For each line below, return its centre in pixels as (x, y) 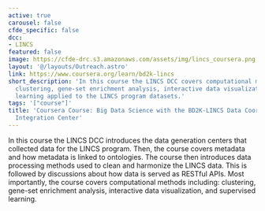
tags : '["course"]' (40, 103)
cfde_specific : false (44, 30)
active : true (30, 15)
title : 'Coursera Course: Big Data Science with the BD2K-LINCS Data (125, 111)
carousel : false (35, 23)
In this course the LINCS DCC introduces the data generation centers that (127, 140)
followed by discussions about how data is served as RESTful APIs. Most (126, 173)
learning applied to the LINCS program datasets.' (100, 96)
